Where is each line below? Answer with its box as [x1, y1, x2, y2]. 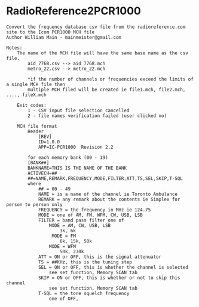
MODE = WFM [48, 243, 76, 249]
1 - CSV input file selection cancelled [27, 108, 130, 113]
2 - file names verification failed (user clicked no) [27, 112, 167, 119]
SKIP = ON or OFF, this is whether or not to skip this [38, 275, 180, 281]
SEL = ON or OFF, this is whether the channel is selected [38, 264, 188, 270]
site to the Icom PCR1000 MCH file [6, 29, 95, 35]
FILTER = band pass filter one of [38, 217, 124, 223]
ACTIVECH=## [27, 170, 58, 176]
